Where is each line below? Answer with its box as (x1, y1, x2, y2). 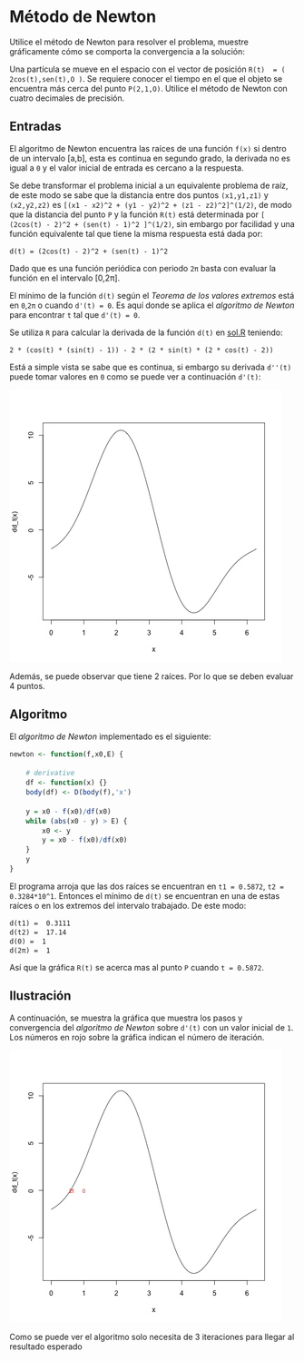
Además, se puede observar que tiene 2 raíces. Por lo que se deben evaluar (9, 670, 294, 682)
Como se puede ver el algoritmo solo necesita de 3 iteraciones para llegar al (9, 1331, 295, 1342)
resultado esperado (9, 1341, 83, 1352)
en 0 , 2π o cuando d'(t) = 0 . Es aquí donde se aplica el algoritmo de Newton (9, 300, 295, 311)
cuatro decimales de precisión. (9, 93, 125, 104)
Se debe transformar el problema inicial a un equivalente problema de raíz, (9, 180, 289, 191)
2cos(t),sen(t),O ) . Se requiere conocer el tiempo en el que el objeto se (9, 73, 283, 84)
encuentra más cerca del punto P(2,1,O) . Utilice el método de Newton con (9, 83, 288, 94)
